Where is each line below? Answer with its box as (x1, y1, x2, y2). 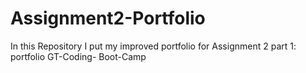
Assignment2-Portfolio (10, 7, 206, 30)
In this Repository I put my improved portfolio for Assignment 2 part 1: (10, 40, 297, 52)
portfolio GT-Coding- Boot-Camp (10, 50, 147, 62)
